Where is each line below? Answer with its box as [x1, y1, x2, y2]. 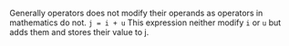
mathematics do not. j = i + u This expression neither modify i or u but [9, 17, 282, 28]
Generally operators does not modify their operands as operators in [9, 8, 263, 18]
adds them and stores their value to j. [9, 27, 150, 37]
